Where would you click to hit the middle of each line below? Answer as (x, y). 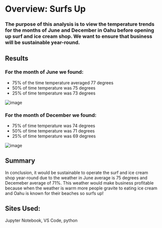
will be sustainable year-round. (42, 42)
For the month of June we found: (44, 72)
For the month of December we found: (51, 115)
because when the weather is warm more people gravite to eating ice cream (81, 188)
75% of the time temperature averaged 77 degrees (63, 83)
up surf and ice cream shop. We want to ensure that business (79, 37)
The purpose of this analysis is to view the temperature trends (80, 24)
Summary (20, 161)
